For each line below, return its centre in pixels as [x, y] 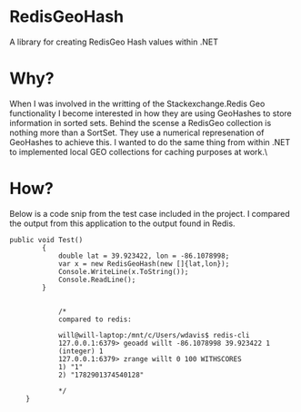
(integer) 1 [80, 351]
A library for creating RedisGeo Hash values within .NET [114, 42]
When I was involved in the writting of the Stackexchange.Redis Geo [137, 103]
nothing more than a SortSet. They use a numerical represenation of [137, 132]
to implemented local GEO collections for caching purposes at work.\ [139, 152]
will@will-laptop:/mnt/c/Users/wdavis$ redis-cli [154, 335]
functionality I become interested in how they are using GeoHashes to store [151, 113]
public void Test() [46, 240]
